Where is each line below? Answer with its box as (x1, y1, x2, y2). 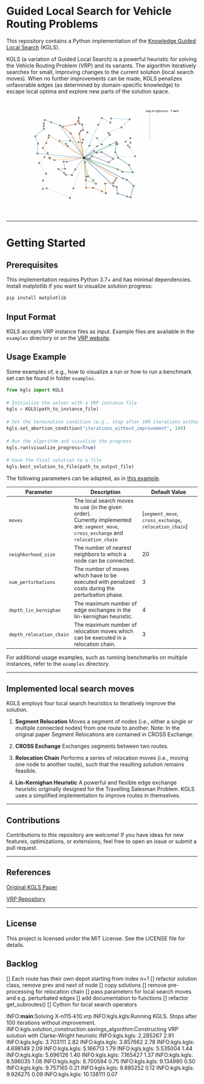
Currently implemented (73, 516, 132, 523)
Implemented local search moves (6, 683, 135, 694)
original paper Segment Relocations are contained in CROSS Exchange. (15, 731, 194, 738)
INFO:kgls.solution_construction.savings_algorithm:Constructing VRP (6, 1025, 179, 1032)
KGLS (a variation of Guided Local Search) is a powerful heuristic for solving (6, 55, 197, 63)
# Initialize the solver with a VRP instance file (6, 399, 137, 406)
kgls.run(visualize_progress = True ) (6, 444, 97, 450)
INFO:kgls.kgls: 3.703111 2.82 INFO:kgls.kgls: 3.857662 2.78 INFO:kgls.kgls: (6, 1038, 195, 1045)
